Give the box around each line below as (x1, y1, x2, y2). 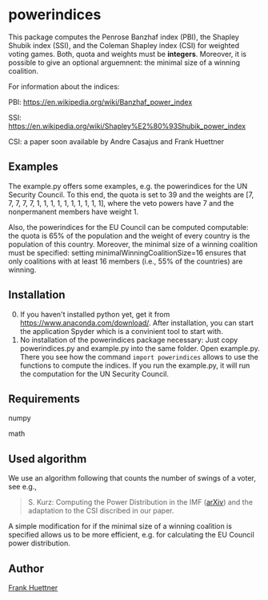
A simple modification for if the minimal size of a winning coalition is (8, 521, 232, 531)
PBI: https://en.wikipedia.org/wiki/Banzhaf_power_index (8, 97, 193, 107)
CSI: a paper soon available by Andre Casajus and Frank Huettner (8, 136, 224, 146)
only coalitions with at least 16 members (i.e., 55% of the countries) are (8, 256, 243, 266)
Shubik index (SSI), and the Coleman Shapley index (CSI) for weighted (8, 40, 240, 50)
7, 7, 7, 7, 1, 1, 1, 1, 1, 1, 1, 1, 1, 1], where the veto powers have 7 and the (8, 198, 234, 207)
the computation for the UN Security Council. (19, 368, 170, 378)
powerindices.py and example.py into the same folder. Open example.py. (19, 343, 260, 353)
